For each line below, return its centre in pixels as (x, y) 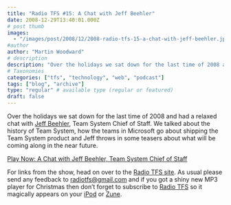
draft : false (26, 97)
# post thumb (26, 26)
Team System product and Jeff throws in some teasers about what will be (111, 138)
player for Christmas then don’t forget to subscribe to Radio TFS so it (105, 187)
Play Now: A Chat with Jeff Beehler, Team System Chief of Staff (97, 159)
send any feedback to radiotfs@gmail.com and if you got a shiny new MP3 (112, 179)
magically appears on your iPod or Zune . (65, 194)
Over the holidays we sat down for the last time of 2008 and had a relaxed (112, 116)
